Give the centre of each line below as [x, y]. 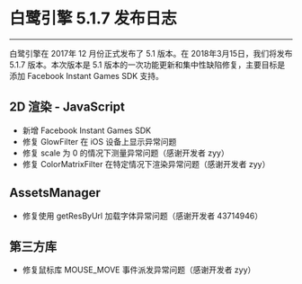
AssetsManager [55, 193]
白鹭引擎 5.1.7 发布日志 [93, 18]
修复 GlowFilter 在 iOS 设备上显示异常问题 [99, 141]
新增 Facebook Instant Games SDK [86, 130]
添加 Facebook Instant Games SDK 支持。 [87, 75]
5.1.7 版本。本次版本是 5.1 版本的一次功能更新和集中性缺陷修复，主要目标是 [147, 65]
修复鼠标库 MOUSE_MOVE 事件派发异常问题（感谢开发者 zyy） [139, 270]
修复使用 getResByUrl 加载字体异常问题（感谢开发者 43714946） [142, 216]
